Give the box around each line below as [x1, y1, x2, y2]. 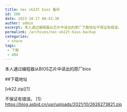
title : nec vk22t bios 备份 [5, 7, 60, 12]
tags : [5, 43, 16, 48]
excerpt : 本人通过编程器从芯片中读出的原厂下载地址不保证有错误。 [5, 25, 122, 30]
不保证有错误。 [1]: [5, 96, 42, 102]
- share [7, 39, 23, 44]
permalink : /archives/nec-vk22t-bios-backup [5, 30, 96, 34]
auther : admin [5, 20, 34, 26]
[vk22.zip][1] [5, 86, 30, 92]
